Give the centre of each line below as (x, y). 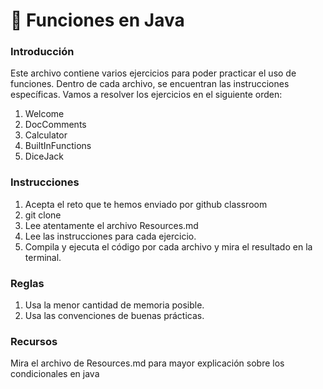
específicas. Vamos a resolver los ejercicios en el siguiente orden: (146, 95)
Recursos (34, 341)
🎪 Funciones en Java (97, 20)
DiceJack (44, 156)
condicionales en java (55, 374)
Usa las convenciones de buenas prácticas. (114, 316)
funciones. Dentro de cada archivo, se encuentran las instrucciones (150, 84)
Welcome (44, 114)
